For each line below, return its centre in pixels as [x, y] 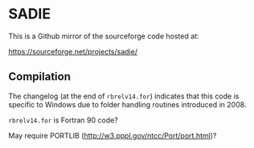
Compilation [39, 77]
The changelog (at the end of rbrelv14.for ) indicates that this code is [124, 96]
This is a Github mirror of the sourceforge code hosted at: [104, 36]
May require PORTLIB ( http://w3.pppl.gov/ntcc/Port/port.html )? [113, 135]
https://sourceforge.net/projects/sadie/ [73, 51]
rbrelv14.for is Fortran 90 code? [63, 120]
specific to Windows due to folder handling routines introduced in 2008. [127, 104]
